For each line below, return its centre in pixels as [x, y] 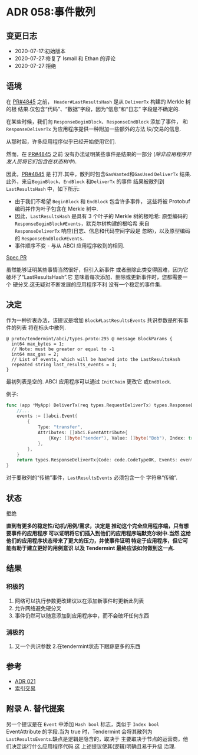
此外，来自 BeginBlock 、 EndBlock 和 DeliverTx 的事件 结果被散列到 [85, 181]
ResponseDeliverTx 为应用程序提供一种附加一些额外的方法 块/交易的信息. [94, 129]
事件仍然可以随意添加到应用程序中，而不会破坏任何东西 [82, 616]
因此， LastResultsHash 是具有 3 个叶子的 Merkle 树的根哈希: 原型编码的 [101, 216]
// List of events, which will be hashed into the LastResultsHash [96, 359]
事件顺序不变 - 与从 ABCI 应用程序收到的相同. [70, 245]
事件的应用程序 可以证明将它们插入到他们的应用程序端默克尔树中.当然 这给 [101, 533]
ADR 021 [25, 681]
